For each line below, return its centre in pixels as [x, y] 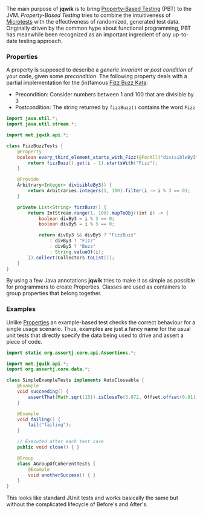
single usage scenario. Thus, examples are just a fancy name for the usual [99, 329]
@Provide [28, 179]
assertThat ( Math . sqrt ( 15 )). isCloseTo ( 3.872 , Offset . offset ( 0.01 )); [114, 397]
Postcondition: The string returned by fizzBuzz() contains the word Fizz [105, 107]
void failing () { [39, 419]
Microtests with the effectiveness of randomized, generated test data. [93, 22]
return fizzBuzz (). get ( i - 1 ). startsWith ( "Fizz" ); [93, 163]
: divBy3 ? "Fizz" [72, 241]
